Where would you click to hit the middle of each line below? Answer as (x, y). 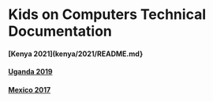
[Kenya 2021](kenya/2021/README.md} (76, 54)
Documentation (60, 31)
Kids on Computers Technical (107, 15)
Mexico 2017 (30, 89)
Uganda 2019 (30, 72)
